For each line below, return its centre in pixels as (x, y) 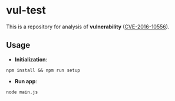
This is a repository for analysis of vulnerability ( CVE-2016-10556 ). (88, 27)
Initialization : (31, 59)
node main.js (22, 92)
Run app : (26, 81)
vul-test (26, 10)
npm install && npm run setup (43, 70)
